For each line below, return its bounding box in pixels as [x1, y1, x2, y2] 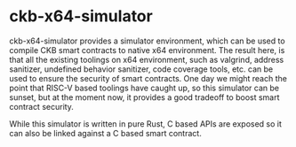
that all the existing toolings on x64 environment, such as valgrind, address [9, 54, 284, 65]
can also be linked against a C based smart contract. [9, 128, 202, 138]
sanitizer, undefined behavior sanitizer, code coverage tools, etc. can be [9, 64, 274, 74]
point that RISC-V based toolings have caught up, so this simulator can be [9, 82, 280, 93]
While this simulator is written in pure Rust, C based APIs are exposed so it [9, 118, 283, 129]
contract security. [9, 101, 74, 112]
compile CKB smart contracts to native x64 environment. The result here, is [9, 44, 285, 55]
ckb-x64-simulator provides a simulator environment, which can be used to [9, 35, 286, 46]
